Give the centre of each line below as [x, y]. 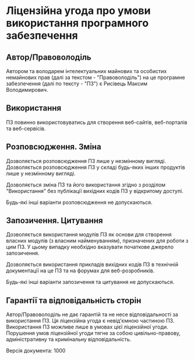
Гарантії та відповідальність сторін [74, 300]
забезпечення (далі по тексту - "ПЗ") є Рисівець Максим [77, 84]
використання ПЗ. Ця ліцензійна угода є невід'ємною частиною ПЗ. [90, 321]
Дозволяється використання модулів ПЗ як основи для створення [89, 234]
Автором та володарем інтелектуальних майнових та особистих [87, 71]
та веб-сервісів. [26, 128]
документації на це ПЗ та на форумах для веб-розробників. [80, 271]
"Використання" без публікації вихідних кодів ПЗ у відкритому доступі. [95, 191]
